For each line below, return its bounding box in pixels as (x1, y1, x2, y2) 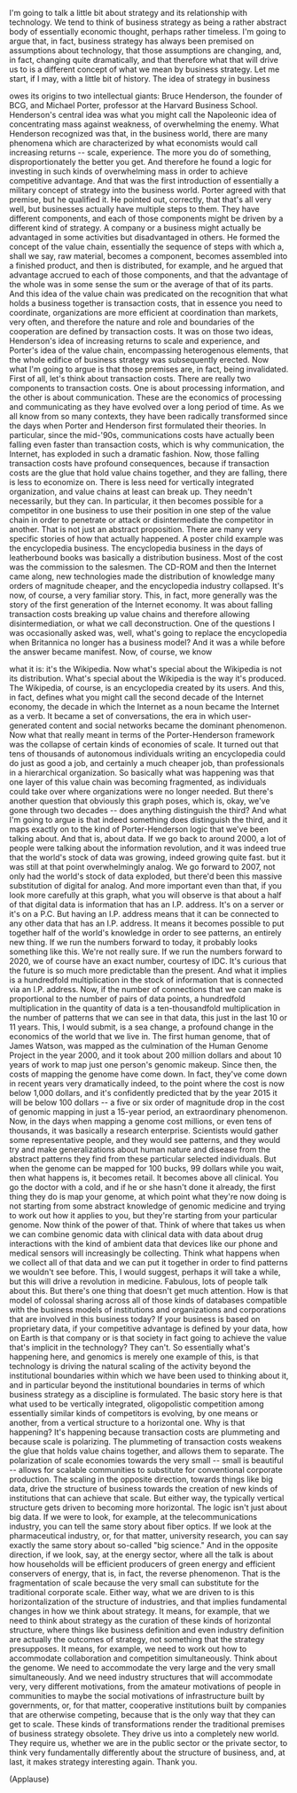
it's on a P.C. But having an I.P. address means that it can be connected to (9, 909, 279, 919)
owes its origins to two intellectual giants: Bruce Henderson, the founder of (9, 90, 283, 101)
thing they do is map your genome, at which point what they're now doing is (9, 1192, 286, 1202)
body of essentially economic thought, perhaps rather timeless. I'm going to (9, 27, 286, 36)
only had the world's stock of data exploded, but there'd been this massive (9, 871, 283, 881)
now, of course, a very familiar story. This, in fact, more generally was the (9, 590, 277, 600)
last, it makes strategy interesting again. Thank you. (9, 1757, 198, 1767)
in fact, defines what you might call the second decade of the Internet (9, 692, 264, 702)
